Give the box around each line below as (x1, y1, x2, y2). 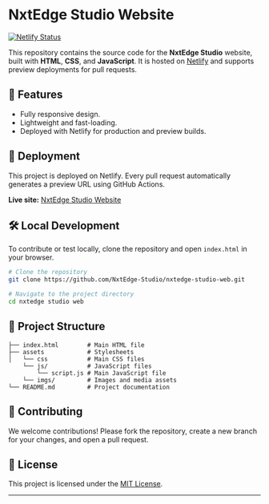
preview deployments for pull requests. (8, 64, 138, 74)
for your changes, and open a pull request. (8, 434, 149, 444)
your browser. (8, 252, 54, 262)
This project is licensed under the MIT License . (8, 479, 163, 489)
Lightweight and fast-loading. (19, 118, 118, 127)
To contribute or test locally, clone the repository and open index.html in (8, 244, 248, 254)
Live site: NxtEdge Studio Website (8, 195, 122, 204)
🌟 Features (8, 88, 63, 102)
